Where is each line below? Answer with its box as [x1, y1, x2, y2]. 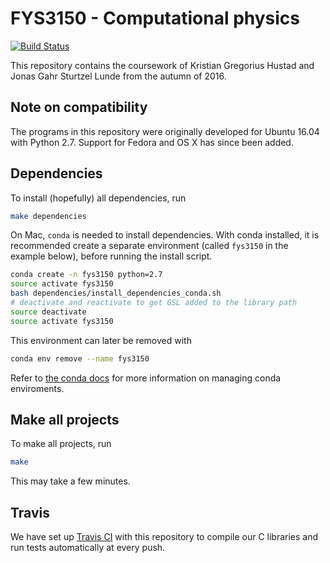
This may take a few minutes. [10, 475, 131, 487]
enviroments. [10, 382, 65, 394]
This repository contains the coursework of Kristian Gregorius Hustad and [10, 59, 315, 71]
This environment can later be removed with [10, 334, 192, 346]
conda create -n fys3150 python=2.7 [10, 270, 163, 280]
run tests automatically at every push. [10, 542, 166, 554]
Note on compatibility [10, 99, 148, 116]
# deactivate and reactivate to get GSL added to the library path [10, 298, 298, 308]
